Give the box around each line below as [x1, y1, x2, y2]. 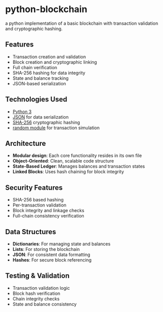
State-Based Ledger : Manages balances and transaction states [12, 163, 145, 170]
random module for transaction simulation [12, 125, 100, 131]
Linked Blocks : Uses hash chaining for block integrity [12, 169, 125, 175]
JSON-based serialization [12, 80, 67, 86]
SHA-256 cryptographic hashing [12, 119, 80, 125]
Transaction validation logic [12, 285, 70, 291]
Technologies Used [5, 95, 67, 104]
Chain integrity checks [12, 295, 60, 301]
